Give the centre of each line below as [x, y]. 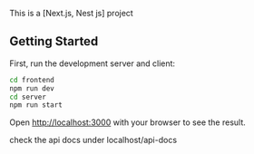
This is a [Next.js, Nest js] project [71, 13]
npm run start [36, 105]
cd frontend [32, 80]
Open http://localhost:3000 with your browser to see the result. [128, 122]
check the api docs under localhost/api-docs [93, 140]
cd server [28, 97]
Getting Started [54, 41]
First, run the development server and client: [92, 63]
